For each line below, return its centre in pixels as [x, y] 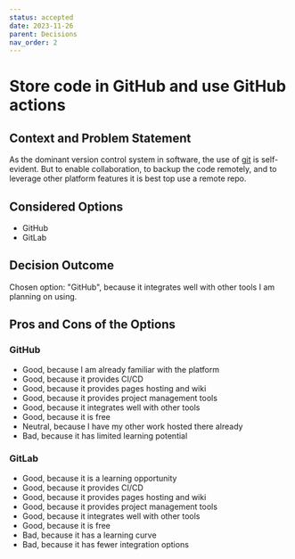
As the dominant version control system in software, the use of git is [135, 160]
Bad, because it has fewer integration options [106, 544]
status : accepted [41, 17]
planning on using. [43, 296]
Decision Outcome [61, 265]
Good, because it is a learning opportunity [99, 478]
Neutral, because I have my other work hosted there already [132, 426]
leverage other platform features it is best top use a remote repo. [128, 178]
